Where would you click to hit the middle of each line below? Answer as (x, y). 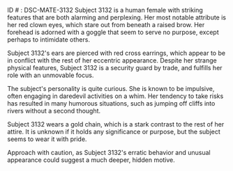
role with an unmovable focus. (51, 75)
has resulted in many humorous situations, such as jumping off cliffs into (111, 103)
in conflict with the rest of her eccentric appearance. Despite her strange (112, 60)
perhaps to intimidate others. (49, 40)
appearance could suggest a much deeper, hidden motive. (91, 160)
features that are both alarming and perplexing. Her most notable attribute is (117, 17)
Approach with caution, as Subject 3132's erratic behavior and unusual (109, 153)
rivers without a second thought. (54, 111)
